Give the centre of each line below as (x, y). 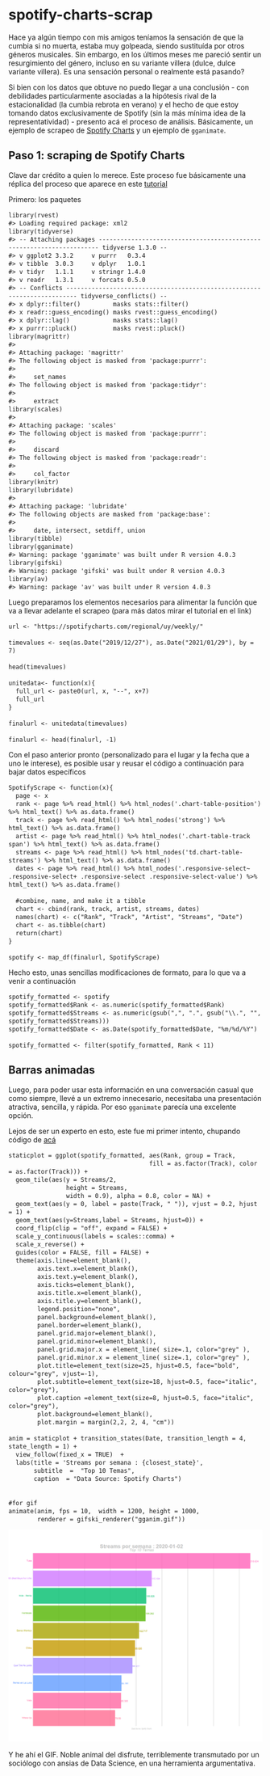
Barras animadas (52, 1070)
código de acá (32, 1139)
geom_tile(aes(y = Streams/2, (66, 1179)
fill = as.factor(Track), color (203, 1163)
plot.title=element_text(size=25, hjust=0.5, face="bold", (139, 1365)
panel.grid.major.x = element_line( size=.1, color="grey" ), (144, 1349)
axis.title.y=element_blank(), (90, 1301)
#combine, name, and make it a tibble (81, 901)
